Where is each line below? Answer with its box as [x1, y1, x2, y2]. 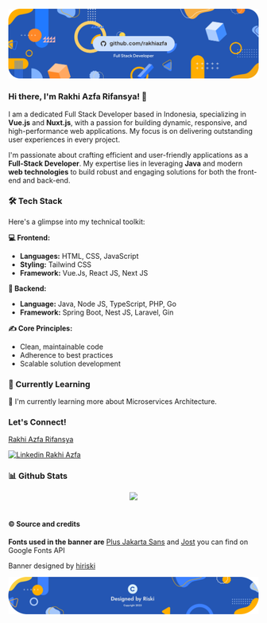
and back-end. [22, 175, 71, 185]
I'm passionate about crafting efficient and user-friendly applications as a [8, 150, 249, 159]
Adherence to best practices [19, 350, 114, 359]
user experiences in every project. [8, 135, 121, 144]
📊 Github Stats [8, 471, 68, 482]
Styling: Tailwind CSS [19, 260, 92, 269]
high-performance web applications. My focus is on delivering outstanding [8, 126, 253, 135]
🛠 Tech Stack [8, 196, 63, 207]
